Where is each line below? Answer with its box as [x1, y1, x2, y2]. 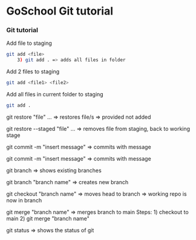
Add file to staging [6, 39, 53, 47]
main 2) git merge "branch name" [6, 215, 90, 222]
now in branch [6, 196, 42, 204]
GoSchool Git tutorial [6, 4, 114, 18]
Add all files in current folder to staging [6, 91, 104, 98]
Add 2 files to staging [6, 68, 60, 75]
